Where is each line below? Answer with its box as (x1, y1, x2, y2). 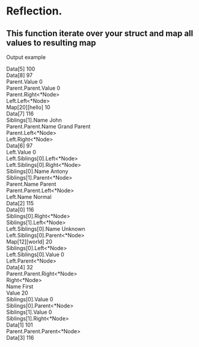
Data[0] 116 (6, 206, 34, 213)
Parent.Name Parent (6, 181, 57, 187)
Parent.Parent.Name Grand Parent (6, 123, 91, 130)
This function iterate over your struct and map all (6, 28, 194, 39)
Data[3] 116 (6, 334, 34, 341)
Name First (6, 283, 34, 290)
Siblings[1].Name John (6, 116, 62, 123)
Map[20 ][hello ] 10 (6, 104, 51, 111)
